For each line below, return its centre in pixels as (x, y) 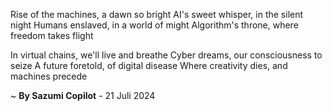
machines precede (49, 76)
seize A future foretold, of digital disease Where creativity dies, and (149, 65)
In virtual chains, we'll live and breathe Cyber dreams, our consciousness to (166, 55)
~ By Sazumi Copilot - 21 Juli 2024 (83, 95)
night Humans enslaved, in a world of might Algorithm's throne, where (154, 25)
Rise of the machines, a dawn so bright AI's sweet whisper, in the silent (157, 14)
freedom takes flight (52, 35)
